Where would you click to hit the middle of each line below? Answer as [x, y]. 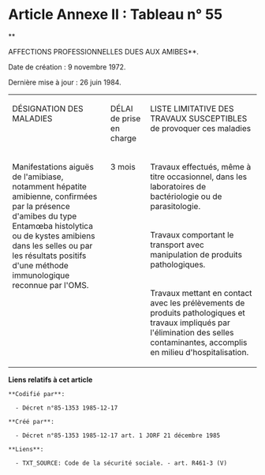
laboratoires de [178, 186]
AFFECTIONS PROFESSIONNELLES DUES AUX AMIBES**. [104, 51]
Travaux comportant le [192, 234]
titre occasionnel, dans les [198, 177]
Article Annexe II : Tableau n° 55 [116, 15]
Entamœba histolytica [52, 226]
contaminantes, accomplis [198, 342]
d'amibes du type [45, 216]
